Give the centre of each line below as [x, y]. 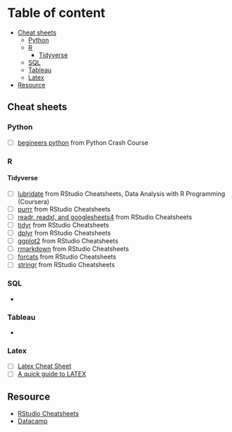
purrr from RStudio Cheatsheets [64, 209]
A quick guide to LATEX [52, 374]
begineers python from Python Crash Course [83, 142]
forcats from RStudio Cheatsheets [67, 257]
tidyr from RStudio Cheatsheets [63, 225]
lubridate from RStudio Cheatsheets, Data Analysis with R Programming [121, 193]
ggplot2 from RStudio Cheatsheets [68, 241]
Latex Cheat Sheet [44, 366]
